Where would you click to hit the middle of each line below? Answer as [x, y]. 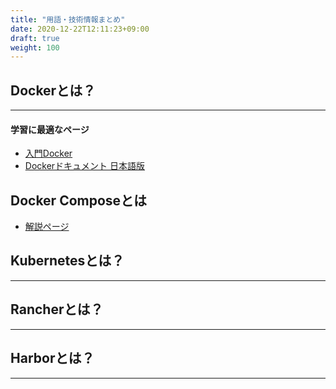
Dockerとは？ [53, 90]
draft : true [35, 38]
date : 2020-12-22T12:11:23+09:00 [80, 29]
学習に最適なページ [50, 129]
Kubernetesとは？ [67, 261]
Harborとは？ [52, 358]
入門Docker [48, 153]
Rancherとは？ [57, 309]
